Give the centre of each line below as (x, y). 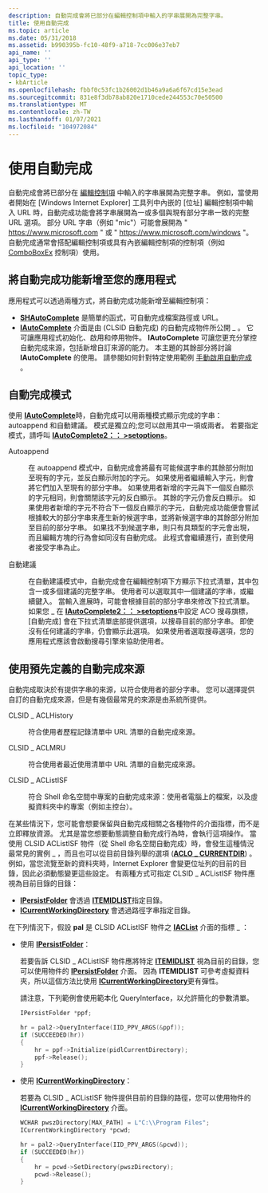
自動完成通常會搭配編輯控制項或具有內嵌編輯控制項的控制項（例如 (116, 242)
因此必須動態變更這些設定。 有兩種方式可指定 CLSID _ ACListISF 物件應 (138, 873)
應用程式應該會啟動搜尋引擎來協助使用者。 (98, 641)
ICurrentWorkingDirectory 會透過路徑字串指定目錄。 (107, 911)
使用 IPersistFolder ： (55, 944)
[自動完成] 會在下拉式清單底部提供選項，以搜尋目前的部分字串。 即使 (141, 621)
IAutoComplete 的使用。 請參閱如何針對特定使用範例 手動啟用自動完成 (136, 357)
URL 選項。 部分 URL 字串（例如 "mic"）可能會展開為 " (98, 222)
